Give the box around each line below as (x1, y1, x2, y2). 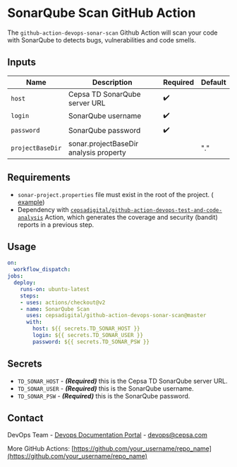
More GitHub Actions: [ (7, 444, 74, 453)
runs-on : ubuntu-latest (20, 285, 90, 292)
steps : (20, 292, 39, 300)
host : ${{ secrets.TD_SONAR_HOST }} (32, 325, 140, 333)
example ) (17, 198, 45, 206)
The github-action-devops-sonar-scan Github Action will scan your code (7, 28, 218, 37)
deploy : (13, 279, 37, 286)
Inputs (7, 57, 37, 69)
